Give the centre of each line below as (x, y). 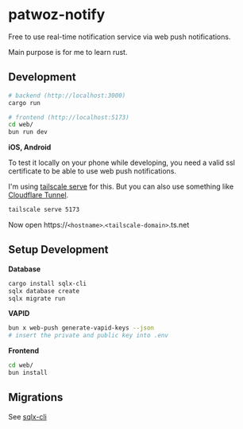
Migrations (36, 398)
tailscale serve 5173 (44, 210)
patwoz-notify (57, 15)
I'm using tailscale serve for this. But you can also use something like (121, 187)
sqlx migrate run (37, 298)
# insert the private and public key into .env (89, 336)
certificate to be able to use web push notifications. (93, 171)
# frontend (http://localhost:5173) (69, 117)
